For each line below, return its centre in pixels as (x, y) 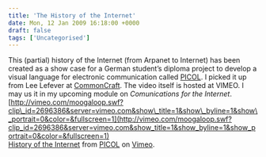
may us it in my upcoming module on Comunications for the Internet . (120, 94)
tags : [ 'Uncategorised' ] (49, 38)
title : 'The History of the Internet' (72, 15)
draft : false (30, 30)
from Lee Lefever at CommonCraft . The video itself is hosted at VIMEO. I (126, 86)
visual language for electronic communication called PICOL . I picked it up (127, 77)
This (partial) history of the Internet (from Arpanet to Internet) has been (124, 60)
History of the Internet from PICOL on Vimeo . (82, 144)
